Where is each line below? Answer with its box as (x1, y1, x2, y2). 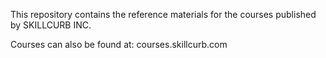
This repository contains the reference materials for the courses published (10, 9, 317, 20)
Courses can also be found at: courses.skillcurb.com (10, 39, 228, 50)
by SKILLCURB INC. (10, 19, 92, 31)
